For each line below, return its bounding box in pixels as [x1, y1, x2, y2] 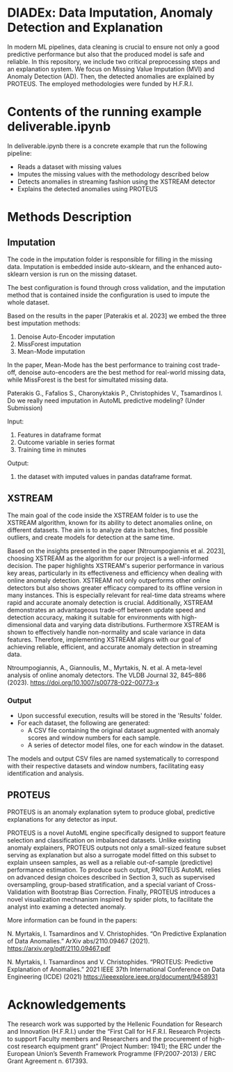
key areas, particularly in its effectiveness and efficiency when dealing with [7, 569, 223, 577]
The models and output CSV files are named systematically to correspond [7, 754, 219, 763]
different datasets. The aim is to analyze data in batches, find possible [7, 526, 209, 534]
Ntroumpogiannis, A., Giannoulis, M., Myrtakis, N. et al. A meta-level [7, 663, 202, 672]
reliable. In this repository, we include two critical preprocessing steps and [7, 57, 220, 65]
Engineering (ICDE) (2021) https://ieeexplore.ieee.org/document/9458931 [7, 972, 218, 981]
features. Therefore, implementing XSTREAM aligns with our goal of [7, 635, 202, 644]
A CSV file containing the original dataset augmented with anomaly [27, 726, 220, 734]
